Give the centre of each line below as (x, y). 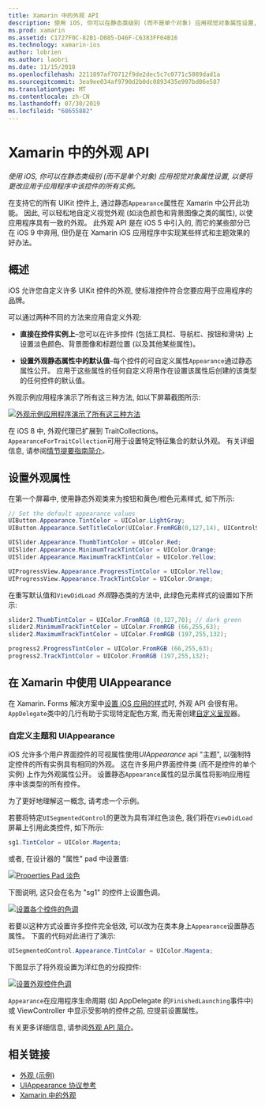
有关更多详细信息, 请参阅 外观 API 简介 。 (73, 1027)
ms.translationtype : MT (47, 89)
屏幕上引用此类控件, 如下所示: (56, 828)
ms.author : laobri (38, 60)
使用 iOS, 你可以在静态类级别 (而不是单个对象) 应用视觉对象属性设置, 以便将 (131, 176)
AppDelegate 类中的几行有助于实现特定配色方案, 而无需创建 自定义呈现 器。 (126, 713)
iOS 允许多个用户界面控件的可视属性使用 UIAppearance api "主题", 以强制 (126, 754)
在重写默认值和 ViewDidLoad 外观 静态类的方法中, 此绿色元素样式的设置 (120, 595)
